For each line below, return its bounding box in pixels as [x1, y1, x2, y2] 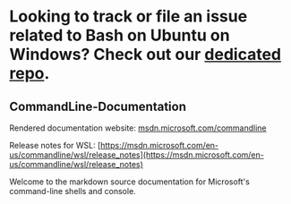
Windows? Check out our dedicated [9, 45, 282, 64]
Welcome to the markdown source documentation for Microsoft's [9, 176, 251, 187]
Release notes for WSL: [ [9, 140, 101, 150]
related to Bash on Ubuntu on [9, 25, 230, 46]
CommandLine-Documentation [9, 98, 186, 114]
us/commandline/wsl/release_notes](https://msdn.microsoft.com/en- [9, 149, 264, 160]
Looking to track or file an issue [9, 6, 248, 27]
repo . [9, 64, 50, 84]
